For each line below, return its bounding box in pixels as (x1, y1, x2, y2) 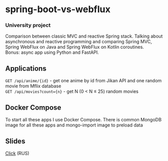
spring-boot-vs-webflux (5, 4, 111, 15)
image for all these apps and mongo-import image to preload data (5, 122, 143, 128)
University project (5, 22, 51, 29)
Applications (5, 64, 47, 73)
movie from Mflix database (5, 83, 61, 89)
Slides (5, 137, 25, 145)
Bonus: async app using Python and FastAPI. (5, 49, 99, 55)
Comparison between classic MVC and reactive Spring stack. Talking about (5, 33, 163, 39)
